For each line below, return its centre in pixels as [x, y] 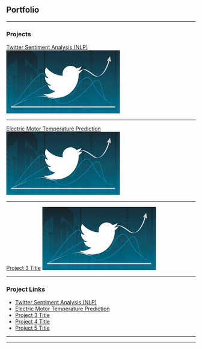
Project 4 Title [32, 322]
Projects [19, 34]
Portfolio [23, 10]
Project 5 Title [32, 328]
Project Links [26, 289]
